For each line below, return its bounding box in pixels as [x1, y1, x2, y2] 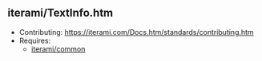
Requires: [18, 36, 51, 45]
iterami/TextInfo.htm [7, 6, 114, 20]
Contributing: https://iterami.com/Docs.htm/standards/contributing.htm [18, 27, 254, 36]
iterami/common [30, 44, 86, 54]
